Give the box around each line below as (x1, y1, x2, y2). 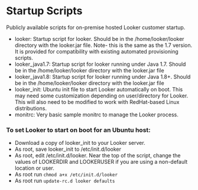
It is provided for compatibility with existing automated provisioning (14, 47, 178, 55)
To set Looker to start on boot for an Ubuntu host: (6, 126, 151, 134)
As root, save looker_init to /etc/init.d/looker (14, 145, 122, 153)
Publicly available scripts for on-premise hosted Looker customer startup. (6, 24, 186, 31)
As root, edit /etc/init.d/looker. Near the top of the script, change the (14, 152, 181, 159)
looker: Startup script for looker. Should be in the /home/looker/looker (14, 35, 184, 42)
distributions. (14, 104, 47, 112)
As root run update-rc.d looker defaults (14, 177, 115, 185)
